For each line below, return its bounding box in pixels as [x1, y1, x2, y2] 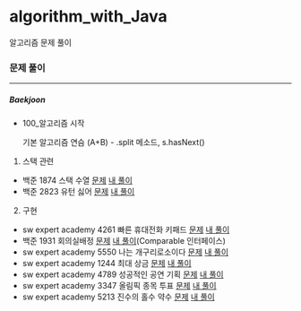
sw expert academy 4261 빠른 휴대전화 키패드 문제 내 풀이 [21, 224, 230, 235]
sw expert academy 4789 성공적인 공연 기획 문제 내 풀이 [21, 269, 224, 280]
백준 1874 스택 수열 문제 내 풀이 [21, 175, 133, 186]
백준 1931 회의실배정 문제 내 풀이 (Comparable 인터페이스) [21, 236, 227, 246]
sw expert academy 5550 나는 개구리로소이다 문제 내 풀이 [21, 246, 229, 257]
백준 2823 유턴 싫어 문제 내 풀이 [21, 186, 135, 197]
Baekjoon [9, 94, 47, 105]
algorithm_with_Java [9, 6, 168, 27]
